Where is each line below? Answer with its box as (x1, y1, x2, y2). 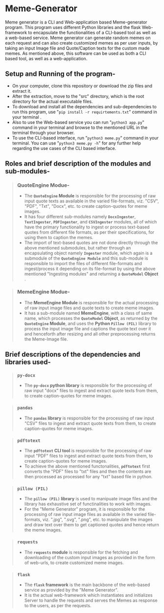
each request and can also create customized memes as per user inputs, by (5, 40, 158, 46)
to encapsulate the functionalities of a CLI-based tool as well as (28, 29, 157, 35)
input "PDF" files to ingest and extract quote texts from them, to (24, 453, 153, 459)
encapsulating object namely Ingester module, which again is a (24, 250, 153, 256)
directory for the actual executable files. (12, 98, 93, 104)
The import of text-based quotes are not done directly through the (24, 240, 158, 245)
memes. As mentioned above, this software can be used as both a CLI (5, 50, 146, 56)
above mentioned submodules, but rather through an (24, 245, 131, 251)
